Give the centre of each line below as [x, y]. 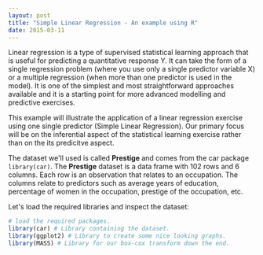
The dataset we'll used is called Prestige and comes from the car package [129, 158]
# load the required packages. [59, 221]
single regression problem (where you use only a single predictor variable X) [132, 69]
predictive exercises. [42, 102]
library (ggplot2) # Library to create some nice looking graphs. [117, 236]
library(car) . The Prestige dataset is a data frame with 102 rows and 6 [124, 167]
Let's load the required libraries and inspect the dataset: [99, 207]
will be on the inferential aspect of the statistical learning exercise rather [125, 135]
